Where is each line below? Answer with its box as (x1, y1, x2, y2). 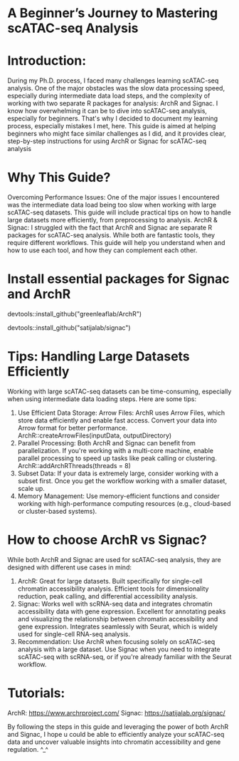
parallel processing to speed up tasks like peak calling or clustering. (17, 454, 217, 462)
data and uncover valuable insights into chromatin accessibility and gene (7, 737, 221, 746)
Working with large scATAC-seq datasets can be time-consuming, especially (7, 387, 232, 395)
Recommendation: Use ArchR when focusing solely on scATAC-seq (17, 637, 216, 646)
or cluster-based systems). (17, 507, 97, 515)
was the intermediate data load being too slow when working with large (7, 201, 217, 209)
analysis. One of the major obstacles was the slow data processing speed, (7, 84, 225, 93)
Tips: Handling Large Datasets (7, 348, 190, 365)
